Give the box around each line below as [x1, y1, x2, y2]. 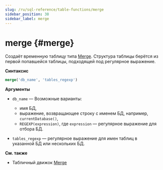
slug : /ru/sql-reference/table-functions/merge [5, 7, 104, 12]
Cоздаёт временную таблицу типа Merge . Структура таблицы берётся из [5, 53, 159, 59]
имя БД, [19, 106, 37, 111]
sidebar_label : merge [5, 16, 49, 21]
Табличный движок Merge [12, 160, 67, 166]
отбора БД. [19, 126, 44, 132]
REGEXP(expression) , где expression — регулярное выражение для [19, 121, 157, 127]
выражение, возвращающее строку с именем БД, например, [19, 110, 148, 116]
